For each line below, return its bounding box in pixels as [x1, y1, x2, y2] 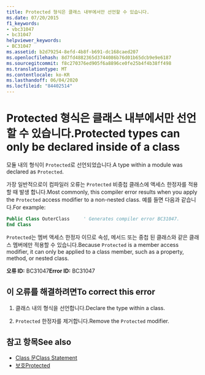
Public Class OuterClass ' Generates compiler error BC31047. [6, 216, 180, 222]
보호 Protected [15, 362, 50, 369]
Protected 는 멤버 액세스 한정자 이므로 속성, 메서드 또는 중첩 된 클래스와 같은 [6, 233, 188, 241]
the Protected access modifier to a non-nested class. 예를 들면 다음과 [6, 195, 180, 203]
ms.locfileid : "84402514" [6, 83, 72, 89]
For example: [12, 203, 46, 211]
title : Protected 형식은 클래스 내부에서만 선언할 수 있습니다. [6, 9, 150, 15]
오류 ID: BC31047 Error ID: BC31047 [6, 267, 95, 275]
